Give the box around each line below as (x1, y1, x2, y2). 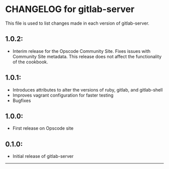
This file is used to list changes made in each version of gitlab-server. (5, 20, 149, 26)
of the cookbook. (12, 59, 48, 65)
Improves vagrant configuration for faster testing (12, 92, 114, 98)
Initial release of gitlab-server (12, 153, 74, 159)
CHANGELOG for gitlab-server (5, 4, 135, 15)
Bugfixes (12, 97, 31, 104)
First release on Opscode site (12, 125, 74, 131)
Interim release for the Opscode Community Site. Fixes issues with (12, 48, 151, 54)
